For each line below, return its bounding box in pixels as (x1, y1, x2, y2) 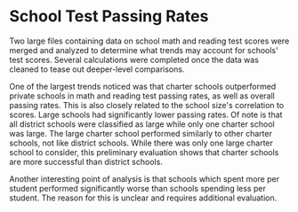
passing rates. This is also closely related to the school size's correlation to (9, 99, 285, 110)
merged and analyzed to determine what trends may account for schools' (9, 44, 278, 55)
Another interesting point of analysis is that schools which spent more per (9, 173, 280, 184)
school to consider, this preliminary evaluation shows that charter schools (9, 146, 279, 157)
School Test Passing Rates (9, 6, 209, 27)
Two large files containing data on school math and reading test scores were (9, 35, 290, 46)
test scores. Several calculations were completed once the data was (9, 54, 260, 65)
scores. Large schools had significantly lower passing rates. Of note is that (9, 109, 283, 120)
